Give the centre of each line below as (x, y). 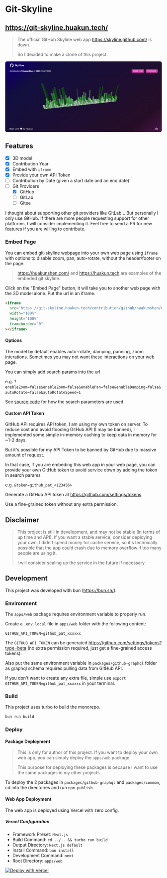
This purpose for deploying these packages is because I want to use (87, 767)
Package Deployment (28, 741)
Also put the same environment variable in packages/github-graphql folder (81, 663)
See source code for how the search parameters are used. (65, 402)
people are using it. (37, 553)
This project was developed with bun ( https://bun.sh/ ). (61, 590)
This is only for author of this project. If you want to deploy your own (87, 752)
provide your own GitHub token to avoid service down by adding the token (81, 470)
